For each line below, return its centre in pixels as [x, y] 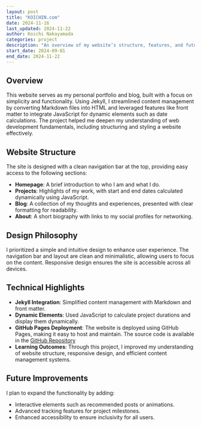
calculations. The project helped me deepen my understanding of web [93, 121]
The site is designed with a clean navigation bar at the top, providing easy [97, 167]
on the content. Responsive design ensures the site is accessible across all [98, 263]
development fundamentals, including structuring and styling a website [94, 127]
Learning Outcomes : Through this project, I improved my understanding [104, 347]
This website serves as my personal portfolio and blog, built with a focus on [99, 95]
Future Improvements [47, 378]
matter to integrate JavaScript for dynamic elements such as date [87, 114]
